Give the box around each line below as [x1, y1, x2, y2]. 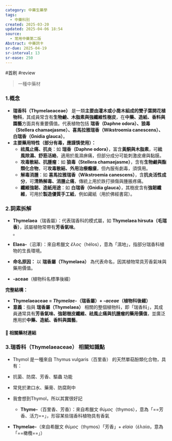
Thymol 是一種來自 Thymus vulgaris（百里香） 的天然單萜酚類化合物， [12, 356, 162, 362]
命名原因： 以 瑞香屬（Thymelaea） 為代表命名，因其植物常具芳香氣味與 [12, 258, 167, 265]
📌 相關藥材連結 [5, 329, 37, 336]
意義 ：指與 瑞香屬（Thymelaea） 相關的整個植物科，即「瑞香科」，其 [12, 304, 159, 310]
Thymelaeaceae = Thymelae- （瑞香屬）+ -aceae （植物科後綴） [12, 297, 151, 304]
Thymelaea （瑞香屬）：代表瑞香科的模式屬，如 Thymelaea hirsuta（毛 [12, 217, 162, 224]
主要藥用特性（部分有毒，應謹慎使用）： [12, 139, 96, 146]
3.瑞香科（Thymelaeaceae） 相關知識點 [5, 344, 105, 351]
